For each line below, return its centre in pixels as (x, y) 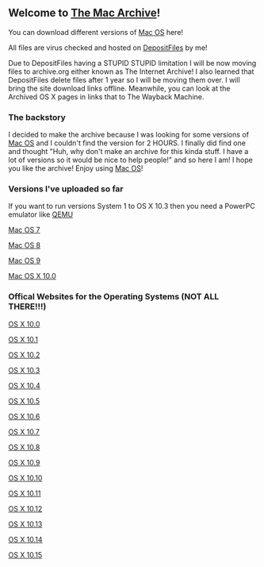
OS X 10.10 (25, 478)
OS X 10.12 (25, 508)
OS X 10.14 (25, 539)
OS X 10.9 (24, 462)
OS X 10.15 (25, 554)
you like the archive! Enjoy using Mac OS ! (76, 168)
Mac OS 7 (24, 230)
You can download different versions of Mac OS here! (96, 32)
